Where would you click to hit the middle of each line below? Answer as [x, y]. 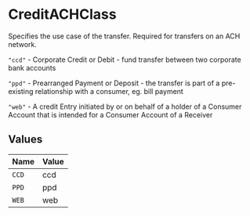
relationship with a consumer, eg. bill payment [109, 91]
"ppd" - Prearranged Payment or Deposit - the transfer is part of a [114, 83]
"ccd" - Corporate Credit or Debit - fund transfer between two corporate [125, 59]
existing [21, 91]
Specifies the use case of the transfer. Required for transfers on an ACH [124, 36]
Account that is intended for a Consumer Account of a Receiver [111, 114]
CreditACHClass [62, 14]
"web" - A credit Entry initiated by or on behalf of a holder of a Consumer [125, 106]
